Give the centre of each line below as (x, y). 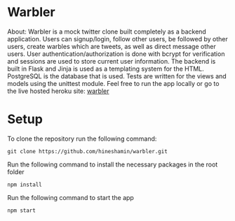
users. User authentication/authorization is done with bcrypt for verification (116, 54)
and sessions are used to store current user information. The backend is (112, 61)
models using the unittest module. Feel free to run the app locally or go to (113, 83)
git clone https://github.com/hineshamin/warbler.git (88, 151)
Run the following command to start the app (71, 197)
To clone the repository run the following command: (82, 138)
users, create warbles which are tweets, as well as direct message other (112, 46)
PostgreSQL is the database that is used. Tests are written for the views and (117, 76)
